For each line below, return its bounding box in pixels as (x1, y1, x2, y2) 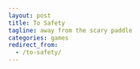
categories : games (8, 33, 69, 42)
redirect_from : (8, 41, 59, 49)
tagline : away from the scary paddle (8, 26, 133, 34)
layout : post (8, 11, 51, 20)
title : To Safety (8, 19, 66, 27)
